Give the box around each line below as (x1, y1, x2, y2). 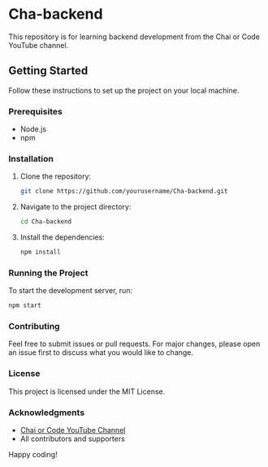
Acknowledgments (8, 407, 85, 418)
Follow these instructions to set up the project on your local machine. (8, 85, 240, 95)
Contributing (8, 321, 60, 332)
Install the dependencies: (19, 232, 106, 242)
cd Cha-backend (19, 218, 72, 226)
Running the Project (8, 267, 89, 279)
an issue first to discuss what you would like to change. (8, 348, 193, 357)
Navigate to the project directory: (19, 202, 132, 212)
